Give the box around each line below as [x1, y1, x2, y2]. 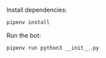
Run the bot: [6, 31, 42, 40]
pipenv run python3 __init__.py [6, 44, 99, 51]
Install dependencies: [6, 6, 67, 14]
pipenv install [6, 19, 50, 26]
